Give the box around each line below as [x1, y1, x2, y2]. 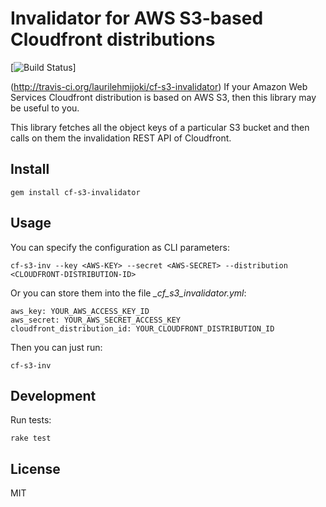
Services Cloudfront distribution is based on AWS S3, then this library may [10, 91, 317, 103]
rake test [10, 433, 52, 444]
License [10, 460, 61, 477]
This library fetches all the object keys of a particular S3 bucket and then [10, 121, 310, 133]
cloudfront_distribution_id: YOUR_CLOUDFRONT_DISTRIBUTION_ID [10, 323, 275, 334]
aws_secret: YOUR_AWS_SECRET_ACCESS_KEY [10, 315, 182, 325]
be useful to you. [10, 102, 80, 114]
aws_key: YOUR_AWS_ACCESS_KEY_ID [10, 306, 150, 316]
